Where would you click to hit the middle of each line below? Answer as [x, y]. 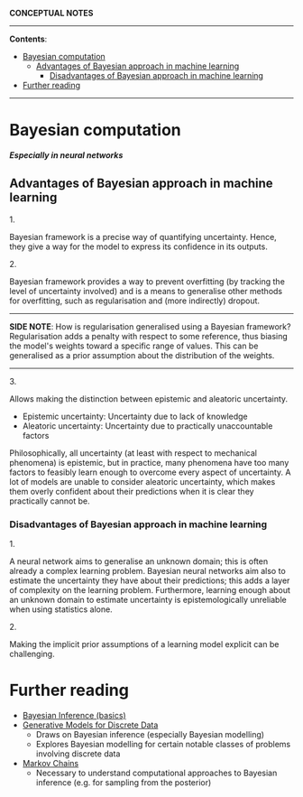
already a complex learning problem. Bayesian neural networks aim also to [147, 571]
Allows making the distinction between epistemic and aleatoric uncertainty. [149, 398]
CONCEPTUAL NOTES [51, 13]
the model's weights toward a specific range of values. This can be [134, 346]
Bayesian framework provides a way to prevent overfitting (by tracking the [147, 281]
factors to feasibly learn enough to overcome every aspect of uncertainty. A [150, 472]
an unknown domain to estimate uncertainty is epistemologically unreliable [148, 600]
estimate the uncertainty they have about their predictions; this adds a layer [150, 580]
